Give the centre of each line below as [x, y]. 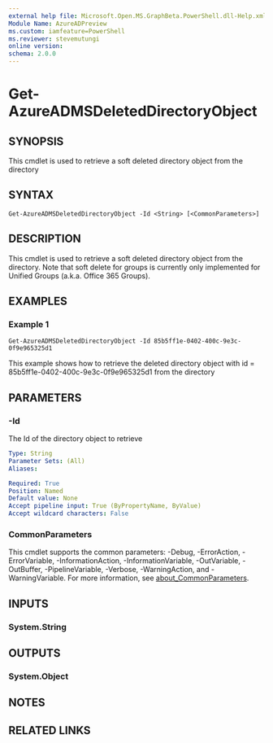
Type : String [30, 453]
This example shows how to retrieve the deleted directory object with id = [132, 364]
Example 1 [29, 324]
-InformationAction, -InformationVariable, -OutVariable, [149, 561]
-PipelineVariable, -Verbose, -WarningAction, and [127, 570]
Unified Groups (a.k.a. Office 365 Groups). [79, 275]
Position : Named [36, 491]
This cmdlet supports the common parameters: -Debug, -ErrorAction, [125, 552]
